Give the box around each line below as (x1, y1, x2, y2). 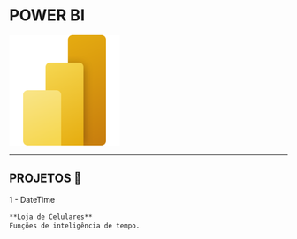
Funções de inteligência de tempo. (9, 221, 141, 230)
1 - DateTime (9, 194, 56, 205)
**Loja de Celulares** (9, 213, 93, 221)
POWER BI (9, 5, 86, 26)
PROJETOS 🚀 (9, 171, 82, 186)
